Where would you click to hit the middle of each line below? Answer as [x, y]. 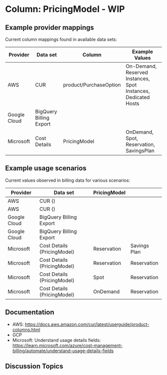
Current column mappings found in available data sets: [61, 39]
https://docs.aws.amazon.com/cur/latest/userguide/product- [87, 324]
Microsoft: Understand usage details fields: [56, 340]
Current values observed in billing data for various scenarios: [68, 180]
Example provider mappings [50, 28]
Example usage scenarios [46, 168]
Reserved [137, 72]
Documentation [30, 312]
